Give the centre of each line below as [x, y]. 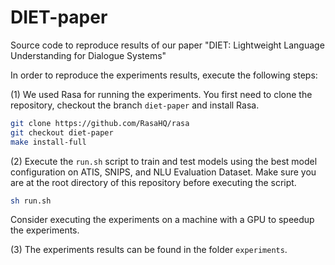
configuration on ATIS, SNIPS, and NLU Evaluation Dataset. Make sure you [163, 172]
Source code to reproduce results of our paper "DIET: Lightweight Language [167, 45]
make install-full [48, 142]
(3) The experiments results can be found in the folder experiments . [149, 250]
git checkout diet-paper [62, 132]
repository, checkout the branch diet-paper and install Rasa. [135, 105]
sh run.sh [31, 201]
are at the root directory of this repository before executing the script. [153, 182]
